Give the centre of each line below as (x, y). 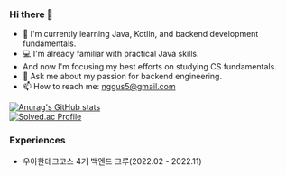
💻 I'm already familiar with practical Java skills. (111, 54)
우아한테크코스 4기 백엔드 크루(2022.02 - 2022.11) (112, 161)
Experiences (37, 141)
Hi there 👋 (32, 14)
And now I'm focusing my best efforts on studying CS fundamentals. (149, 67)
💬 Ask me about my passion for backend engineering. (122, 77)
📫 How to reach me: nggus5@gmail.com (99, 87)
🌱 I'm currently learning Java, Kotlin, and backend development (140, 34)
